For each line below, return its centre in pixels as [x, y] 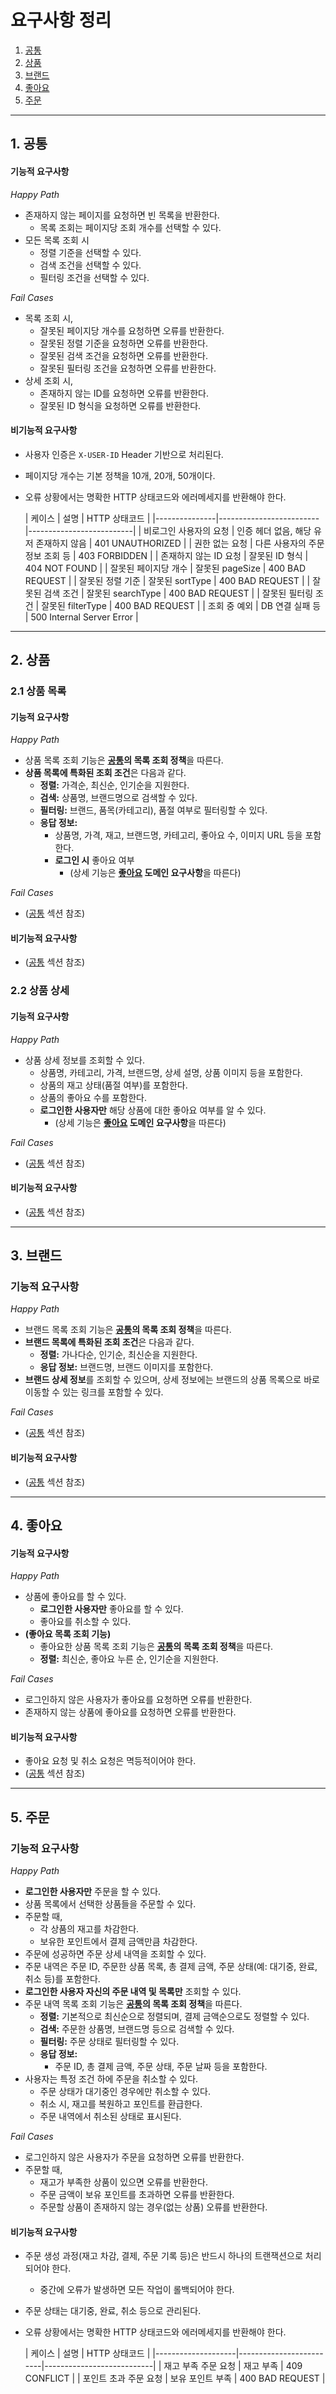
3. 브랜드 [36, 1256]
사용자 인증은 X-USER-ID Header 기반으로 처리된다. [124, 454]
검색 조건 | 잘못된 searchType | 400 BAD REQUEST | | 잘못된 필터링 [178, 593]
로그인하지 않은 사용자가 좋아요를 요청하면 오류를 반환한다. [138, 1700]
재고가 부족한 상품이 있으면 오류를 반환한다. [124, 2182]
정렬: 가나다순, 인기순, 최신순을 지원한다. [118, 1355]
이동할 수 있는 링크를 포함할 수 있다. [94, 1392]
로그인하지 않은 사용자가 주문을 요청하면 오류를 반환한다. [134, 2157]
